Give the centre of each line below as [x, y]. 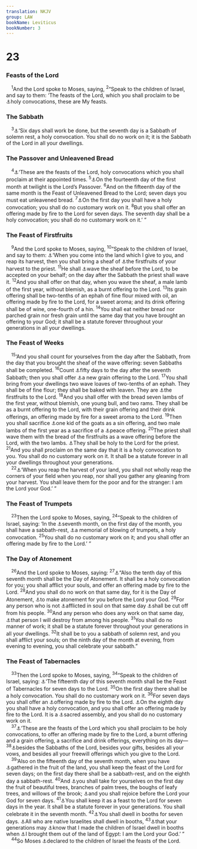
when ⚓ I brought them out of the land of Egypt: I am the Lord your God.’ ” [95, 834]
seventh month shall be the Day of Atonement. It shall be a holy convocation [98, 579]
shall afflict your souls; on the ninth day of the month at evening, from [90, 640]
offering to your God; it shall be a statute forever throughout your [85, 322]
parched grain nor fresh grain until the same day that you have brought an [96, 315]
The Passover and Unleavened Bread [60, 158]
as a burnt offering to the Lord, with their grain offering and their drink [91, 410]
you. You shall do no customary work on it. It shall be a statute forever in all [97, 456]
